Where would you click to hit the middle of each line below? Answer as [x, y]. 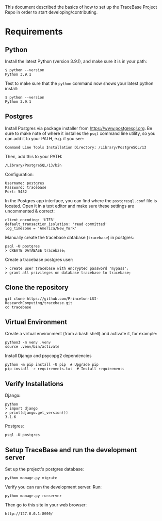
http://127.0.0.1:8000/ [29, 514]
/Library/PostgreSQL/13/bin [33, 165]
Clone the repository [37, 287]
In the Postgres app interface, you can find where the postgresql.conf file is [81, 200]
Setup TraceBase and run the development [71, 450]
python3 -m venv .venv [28, 342]
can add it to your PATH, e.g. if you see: [45, 138]
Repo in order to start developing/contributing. [51, 12]
